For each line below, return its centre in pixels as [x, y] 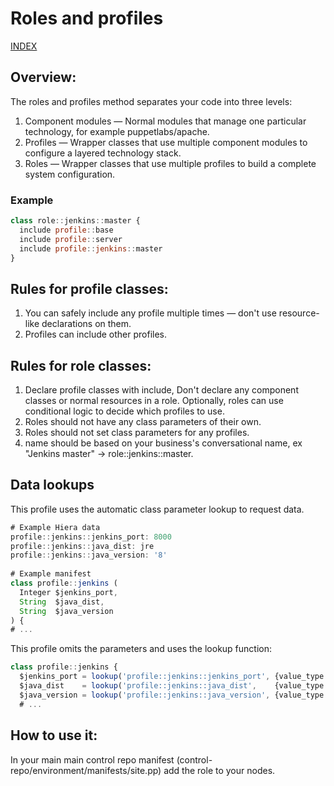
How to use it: [54, 735]
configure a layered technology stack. [103, 153]
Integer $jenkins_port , [68, 592]
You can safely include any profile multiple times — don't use [150, 313]
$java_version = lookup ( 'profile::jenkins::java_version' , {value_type [172, 695]
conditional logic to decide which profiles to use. [124, 411]
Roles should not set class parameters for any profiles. [137, 433]
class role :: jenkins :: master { [75, 221]
